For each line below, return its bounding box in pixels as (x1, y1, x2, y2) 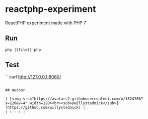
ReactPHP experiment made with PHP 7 (5, 20, 86, 26)
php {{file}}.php (5, 47, 41, 52)
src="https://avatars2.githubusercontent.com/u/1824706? (23, 96, 143, 101)
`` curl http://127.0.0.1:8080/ (5, 74, 61, 79)
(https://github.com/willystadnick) (5, 105, 81, 110)
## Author (5, 87, 26, 92)
